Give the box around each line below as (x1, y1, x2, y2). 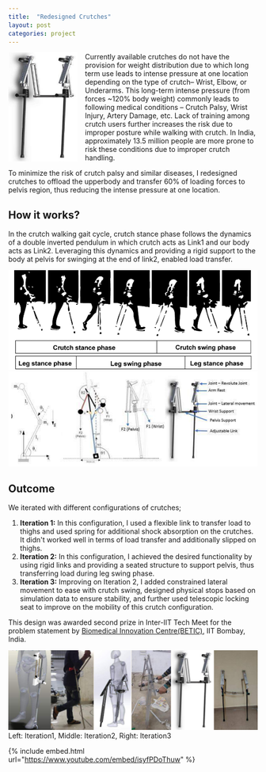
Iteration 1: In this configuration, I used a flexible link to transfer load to (19, 519, 251, 528)
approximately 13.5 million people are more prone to (85, 136, 254, 146)
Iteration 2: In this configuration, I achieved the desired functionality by (19, 552, 253, 561)
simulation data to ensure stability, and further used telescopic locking (19, 594, 249, 603)
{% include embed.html (8, 747, 85, 756)
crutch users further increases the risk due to (85, 120, 234, 129)
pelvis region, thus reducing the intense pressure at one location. (8, 185, 220, 195)
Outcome (8, 481, 55, 495)
